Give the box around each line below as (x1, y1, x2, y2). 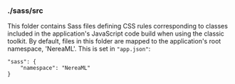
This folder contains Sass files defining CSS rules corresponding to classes (7, 22, 228, 31)
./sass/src (7, 6, 44, 16)
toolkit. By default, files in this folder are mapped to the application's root (7, 37, 221, 46)
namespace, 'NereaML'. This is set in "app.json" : (7, 45, 151, 53)
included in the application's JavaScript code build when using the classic (7, 29, 224, 38)
